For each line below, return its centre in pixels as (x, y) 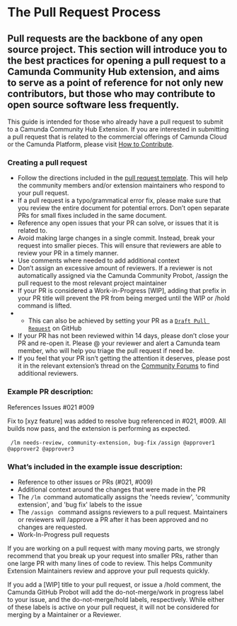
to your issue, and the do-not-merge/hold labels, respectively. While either (116, 599)
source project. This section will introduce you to (117, 49)
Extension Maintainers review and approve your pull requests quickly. (109, 571)
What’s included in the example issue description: (95, 466)
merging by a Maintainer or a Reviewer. (64, 614)
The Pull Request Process (84, 12)
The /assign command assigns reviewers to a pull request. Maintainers (122, 512)
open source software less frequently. (93, 104)
